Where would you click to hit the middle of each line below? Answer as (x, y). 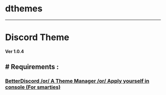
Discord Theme (37, 37)
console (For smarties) (33, 87)
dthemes (24, 9)
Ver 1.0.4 (15, 51)
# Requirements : (32, 67)
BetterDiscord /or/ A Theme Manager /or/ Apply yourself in (77, 81)
